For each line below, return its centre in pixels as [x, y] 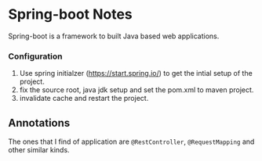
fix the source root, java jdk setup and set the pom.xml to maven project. [136, 90]
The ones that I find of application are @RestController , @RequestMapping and [131, 141]
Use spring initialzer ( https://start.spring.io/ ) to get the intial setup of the [136, 73]
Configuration [35, 56]
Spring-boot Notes [71, 14]
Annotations [39, 123]
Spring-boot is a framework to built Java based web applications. [114, 36]
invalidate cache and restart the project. [84, 98]
